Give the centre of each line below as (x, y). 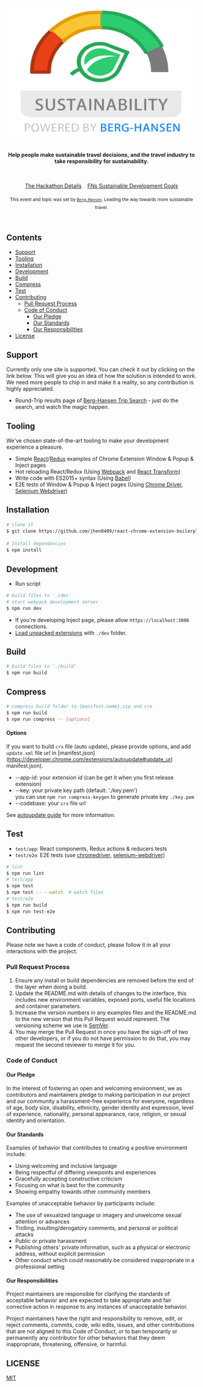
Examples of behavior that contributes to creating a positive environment (97, 1148)
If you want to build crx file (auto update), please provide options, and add (99, 746)
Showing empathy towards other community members (83, 1192)
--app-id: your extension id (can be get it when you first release (94, 777)
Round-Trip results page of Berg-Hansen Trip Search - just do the (97, 400)
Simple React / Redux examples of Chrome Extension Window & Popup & (105, 459)
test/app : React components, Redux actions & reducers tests (91, 849)
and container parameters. (48, 1006)
